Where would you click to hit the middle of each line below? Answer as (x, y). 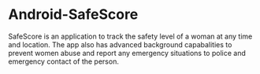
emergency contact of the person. (64, 61)
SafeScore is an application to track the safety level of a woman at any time (130, 36)
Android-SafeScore (73, 15)
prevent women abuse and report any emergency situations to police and (127, 53)
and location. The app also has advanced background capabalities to (120, 44)
